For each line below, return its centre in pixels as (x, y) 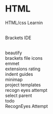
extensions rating (23, 69)
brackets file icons (24, 58)
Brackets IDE (18, 38)
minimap (14, 79)
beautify (14, 53)
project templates (23, 85)
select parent (19, 95)
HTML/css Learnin (24, 23)
